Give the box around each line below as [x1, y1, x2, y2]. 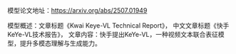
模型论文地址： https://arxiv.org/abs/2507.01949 [7, 6, 148, 14]
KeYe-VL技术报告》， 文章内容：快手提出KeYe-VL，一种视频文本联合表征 [7, 31, 219, 38]
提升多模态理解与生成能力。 [19, 39, 101, 48]
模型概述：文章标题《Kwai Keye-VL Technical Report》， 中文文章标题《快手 [7, 21, 230, 30]
